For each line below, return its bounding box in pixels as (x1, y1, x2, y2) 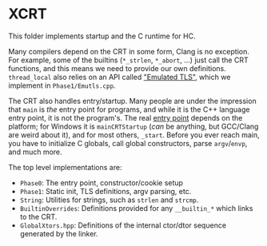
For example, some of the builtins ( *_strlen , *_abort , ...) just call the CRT (8, 55, 249, 65)
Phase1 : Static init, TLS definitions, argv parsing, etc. (19, 186, 192, 196)
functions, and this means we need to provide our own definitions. (8, 63, 226, 73)
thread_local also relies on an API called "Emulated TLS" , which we (8, 72, 231, 81)
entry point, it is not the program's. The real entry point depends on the (8, 113, 243, 122)
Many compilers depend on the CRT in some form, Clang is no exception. (8, 46, 249, 56)
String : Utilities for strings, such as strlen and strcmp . (19, 195, 199, 204)
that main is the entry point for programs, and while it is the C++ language (8, 105, 250, 114)
